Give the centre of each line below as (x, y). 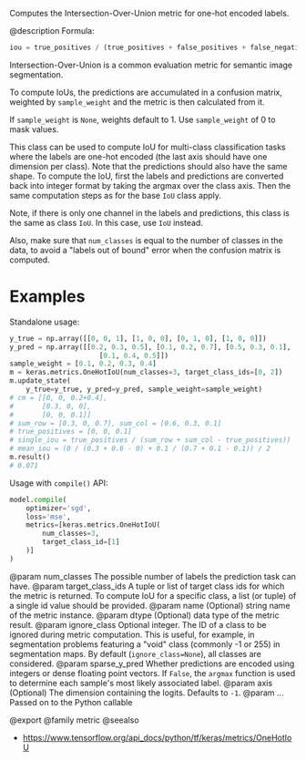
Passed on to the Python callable (71, 702)
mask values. (34, 129)
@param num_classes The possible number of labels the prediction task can (153, 576)
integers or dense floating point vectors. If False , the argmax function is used (153, 673)
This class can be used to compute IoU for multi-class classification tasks (148, 147)
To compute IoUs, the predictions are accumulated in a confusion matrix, (146, 92)
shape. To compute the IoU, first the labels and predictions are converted (147, 176)
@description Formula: (52, 31)
